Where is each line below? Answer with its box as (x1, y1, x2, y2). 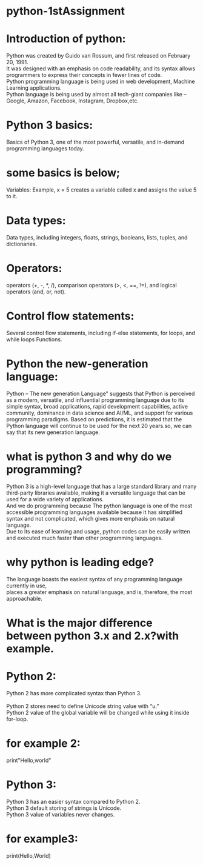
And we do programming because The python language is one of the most (6, 502, 193, 509)
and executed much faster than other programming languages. (6, 534, 163, 541)
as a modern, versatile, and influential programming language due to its (6, 396, 184, 404)
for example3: (6, 832, 79, 846)
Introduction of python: (6, 32, 126, 46)
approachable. (6, 595, 42, 602)
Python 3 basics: (6, 118, 93, 132)
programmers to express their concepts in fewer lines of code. (6, 72, 162, 79)
